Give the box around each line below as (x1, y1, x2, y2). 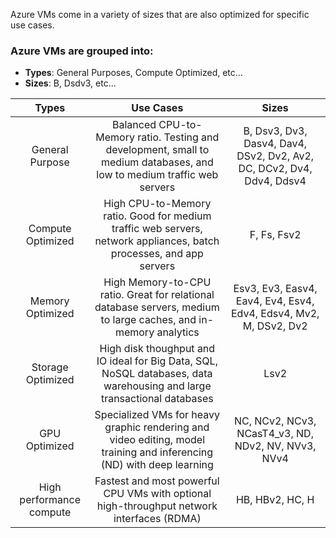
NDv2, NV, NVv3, (234, 439, 317, 453)
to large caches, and (100, 313, 197, 327)
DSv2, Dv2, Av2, (236, 149, 315, 163)
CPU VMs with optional (103, 487, 212, 501)
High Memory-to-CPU (103, 275, 212, 289)
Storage (31, 360, 69, 374)
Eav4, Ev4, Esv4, (235, 294, 315, 308)
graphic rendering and (104, 420, 210, 434)
